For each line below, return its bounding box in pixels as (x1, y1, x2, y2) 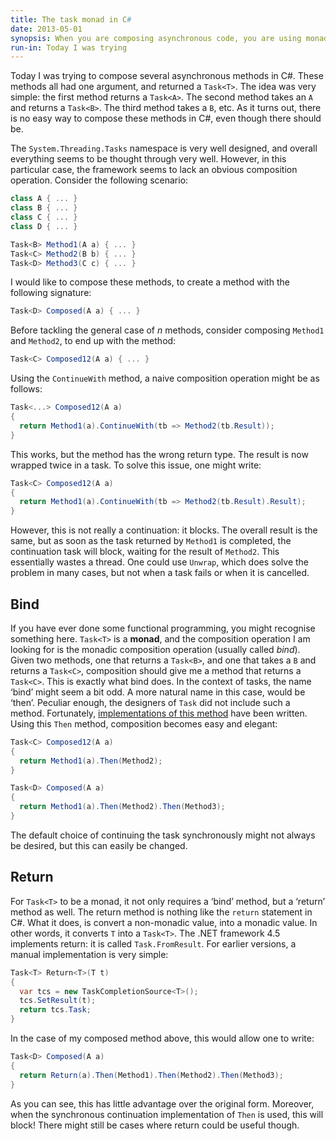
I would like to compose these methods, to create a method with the (10, 276, 290, 288)
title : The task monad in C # (10, 14, 132, 25)
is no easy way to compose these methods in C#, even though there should (10, 112, 322, 125)
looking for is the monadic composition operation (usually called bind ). (10, 643, 301, 655)
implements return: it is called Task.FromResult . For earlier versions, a (10, 937, 297, 950)
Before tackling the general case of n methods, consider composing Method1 (10, 324, 325, 336)
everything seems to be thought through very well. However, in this (10, 153, 287, 165)
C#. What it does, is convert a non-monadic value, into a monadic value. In (10, 916, 318, 928)
